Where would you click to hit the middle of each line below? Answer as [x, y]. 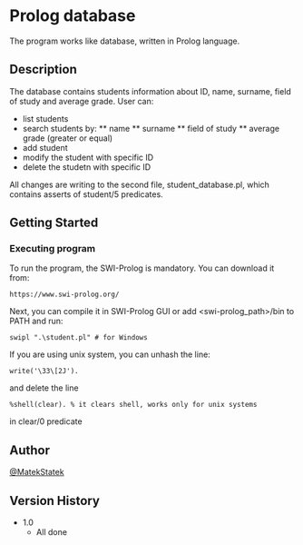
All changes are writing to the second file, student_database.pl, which [140, 184]
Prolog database [73, 16]
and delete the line [44, 388]
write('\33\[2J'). [44, 372]
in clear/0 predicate [46, 421]
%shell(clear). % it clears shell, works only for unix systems [133, 405]
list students [45, 118]
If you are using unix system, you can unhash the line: [110, 354]
